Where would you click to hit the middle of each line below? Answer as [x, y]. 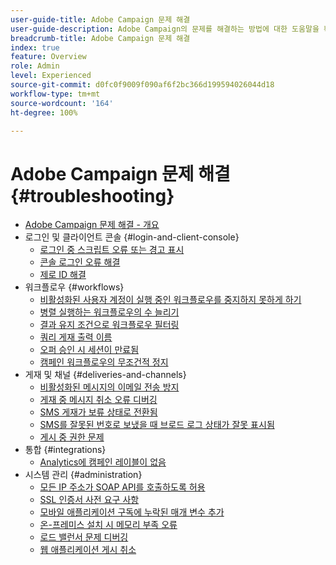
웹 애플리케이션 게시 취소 [88, 550]
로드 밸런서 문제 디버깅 [84, 537]
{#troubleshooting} [92, 195]
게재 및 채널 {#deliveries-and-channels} [105, 375]
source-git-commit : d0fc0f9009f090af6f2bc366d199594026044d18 [142, 85]
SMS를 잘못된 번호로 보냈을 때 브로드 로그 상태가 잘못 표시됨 [157, 425]
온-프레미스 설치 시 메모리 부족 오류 [108, 525]
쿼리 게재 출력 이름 [76, 337]
